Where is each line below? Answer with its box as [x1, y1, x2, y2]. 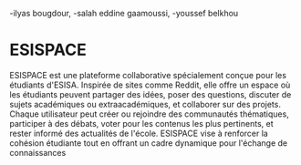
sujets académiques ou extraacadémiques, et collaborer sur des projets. [9, 98, 281, 109]
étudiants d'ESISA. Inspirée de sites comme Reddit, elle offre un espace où [9, 79, 291, 90]
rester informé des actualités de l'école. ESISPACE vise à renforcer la [9, 128, 269, 139]
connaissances [9, 147, 67, 158]
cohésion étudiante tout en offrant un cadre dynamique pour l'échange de [9, 137, 288, 149]
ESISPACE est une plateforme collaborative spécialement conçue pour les [9, 69, 287, 80]
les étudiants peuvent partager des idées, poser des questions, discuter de [9, 88, 292, 99]
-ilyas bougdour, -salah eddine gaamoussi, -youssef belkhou [9, 8, 239, 18]
